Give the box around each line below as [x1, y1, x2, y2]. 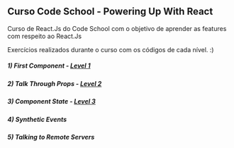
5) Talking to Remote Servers [7, 132, 95, 141]
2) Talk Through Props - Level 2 [7, 79, 102, 87]
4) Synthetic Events [7, 115, 67, 123]
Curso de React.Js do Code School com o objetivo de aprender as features [7, 24, 227, 32]
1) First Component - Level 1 [7, 61, 91, 70]
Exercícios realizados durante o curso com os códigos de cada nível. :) [7, 45, 214, 54]
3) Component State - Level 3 [7, 97, 96, 106]
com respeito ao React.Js [7, 32, 82, 40]
